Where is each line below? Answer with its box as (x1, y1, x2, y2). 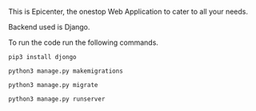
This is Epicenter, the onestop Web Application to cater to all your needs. (8, 7, 248, 16)
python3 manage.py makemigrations (8, 67, 124, 75)
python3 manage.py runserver (8, 95, 106, 103)
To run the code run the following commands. (8, 38, 158, 47)
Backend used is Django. (8, 22, 90, 31)
